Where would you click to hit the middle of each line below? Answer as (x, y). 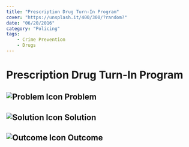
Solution (80, 117)
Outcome (85, 138)
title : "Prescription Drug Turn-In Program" (63, 12)
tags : (13, 34)
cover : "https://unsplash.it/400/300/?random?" (67, 17)
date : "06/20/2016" (31, 23)
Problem (81, 97)
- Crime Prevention (41, 40)
